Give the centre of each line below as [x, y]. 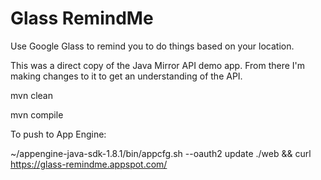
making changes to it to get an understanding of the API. [126, 76]
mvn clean [31, 95]
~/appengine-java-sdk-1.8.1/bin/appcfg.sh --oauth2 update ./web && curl [161, 153]
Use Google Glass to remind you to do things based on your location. [152, 46]
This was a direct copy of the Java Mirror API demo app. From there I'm [158, 65]
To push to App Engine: [58, 134]
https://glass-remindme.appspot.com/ [89, 164]
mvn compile [37, 114]
